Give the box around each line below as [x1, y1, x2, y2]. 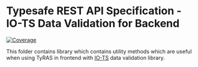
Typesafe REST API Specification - [6, 4, 182, 18]
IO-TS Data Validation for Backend [6, 17, 180, 30]
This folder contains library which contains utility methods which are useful [6, 47, 192, 55]
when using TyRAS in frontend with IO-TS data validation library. [6, 54, 165, 61]
